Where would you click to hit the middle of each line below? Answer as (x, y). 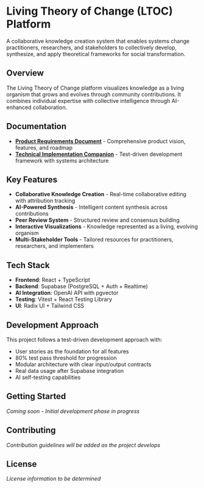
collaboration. (50, 107)
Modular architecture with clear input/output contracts (83, 364)
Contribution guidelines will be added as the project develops (83, 445)
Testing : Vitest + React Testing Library (64, 299)
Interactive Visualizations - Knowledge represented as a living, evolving (106, 227)
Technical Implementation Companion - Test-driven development (99, 154)
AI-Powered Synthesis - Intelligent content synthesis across (91, 207)
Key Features (32, 179)
